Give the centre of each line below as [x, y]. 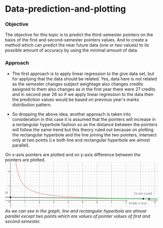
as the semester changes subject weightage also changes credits [78, 84]
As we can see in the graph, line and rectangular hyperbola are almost [76, 211]
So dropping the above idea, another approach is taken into [71, 114]
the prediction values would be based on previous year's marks [75, 99]
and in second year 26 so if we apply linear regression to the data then [83, 94]
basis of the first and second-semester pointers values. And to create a [76, 40]
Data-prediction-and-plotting [65, 9]
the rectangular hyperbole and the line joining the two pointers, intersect [84, 134]
